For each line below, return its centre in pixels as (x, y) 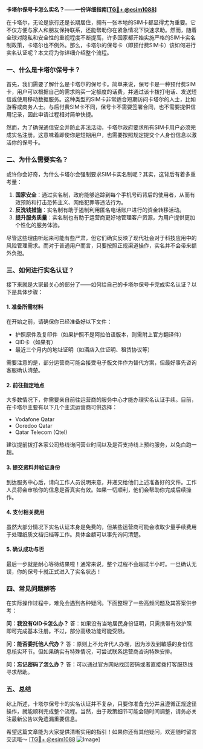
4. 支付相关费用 (25, 512)
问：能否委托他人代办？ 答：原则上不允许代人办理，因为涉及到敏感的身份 (97, 644)
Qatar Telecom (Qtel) (41, 432)
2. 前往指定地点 (25, 385)
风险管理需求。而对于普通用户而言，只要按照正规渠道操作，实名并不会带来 (99, 245)
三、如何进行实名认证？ (40, 270)
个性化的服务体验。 (39, 225)
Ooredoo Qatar (34, 426)
